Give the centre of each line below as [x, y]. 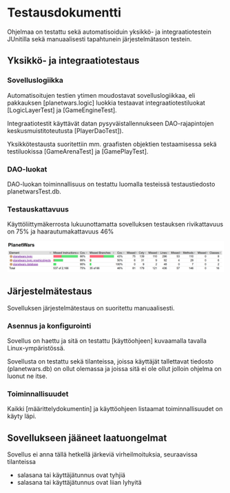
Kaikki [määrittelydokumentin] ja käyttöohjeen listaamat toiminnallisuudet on [115, 409]
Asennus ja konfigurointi [49, 326]
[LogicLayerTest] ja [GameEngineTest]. [62, 110]
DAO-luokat [27, 169]
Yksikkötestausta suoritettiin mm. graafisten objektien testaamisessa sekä [112, 144]
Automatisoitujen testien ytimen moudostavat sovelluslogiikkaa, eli [101, 95]
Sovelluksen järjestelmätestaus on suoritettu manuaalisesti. [91, 308]
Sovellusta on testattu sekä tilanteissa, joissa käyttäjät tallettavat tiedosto [111, 361]
